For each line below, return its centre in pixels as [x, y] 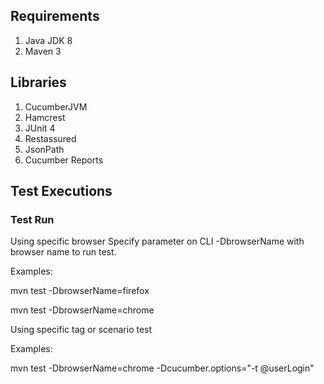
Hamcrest [45, 117]
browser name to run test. [63, 252]
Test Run [32, 219]
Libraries [38, 82]
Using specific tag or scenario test [81, 330]
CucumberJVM [56, 106]
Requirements [55, 16]
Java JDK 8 [48, 40]
